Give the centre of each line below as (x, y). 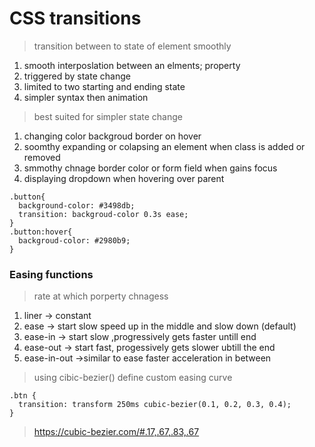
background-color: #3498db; (77, 205)
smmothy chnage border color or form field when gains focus (150, 168)
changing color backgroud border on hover (112, 136)
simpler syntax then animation (86, 97)
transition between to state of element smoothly (132, 46)
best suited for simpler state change (108, 116)
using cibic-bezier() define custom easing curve (133, 378)
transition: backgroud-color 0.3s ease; (103, 214)
